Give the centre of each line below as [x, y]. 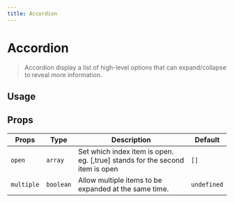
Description [131, 140]
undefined [207, 184]
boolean [59, 184]
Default [207, 140]
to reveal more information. [63, 74]
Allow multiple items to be [120, 180]
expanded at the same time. [123, 188]
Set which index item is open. [126, 152]
